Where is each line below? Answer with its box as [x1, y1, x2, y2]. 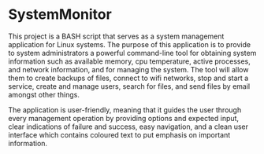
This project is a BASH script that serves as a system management [8, 31, 225, 41]
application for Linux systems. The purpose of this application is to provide [8, 39, 251, 49]
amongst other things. [8, 90, 80, 99]
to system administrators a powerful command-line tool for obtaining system [8, 48, 257, 57]
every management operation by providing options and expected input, [8, 113, 239, 123]
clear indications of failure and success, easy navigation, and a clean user [8, 122, 248, 131]
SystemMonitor [8, 5, 112, 24]
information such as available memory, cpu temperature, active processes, [8, 57, 251, 66]
